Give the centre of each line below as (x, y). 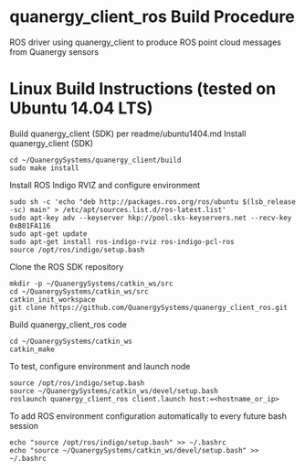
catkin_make (32, 349)
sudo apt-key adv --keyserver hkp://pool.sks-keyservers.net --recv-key (151, 218)
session (24, 425)
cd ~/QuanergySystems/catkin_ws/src (79, 291)
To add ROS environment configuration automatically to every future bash (148, 416)
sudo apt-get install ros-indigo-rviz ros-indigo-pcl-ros (122, 241)
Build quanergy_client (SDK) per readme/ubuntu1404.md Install (128, 134)
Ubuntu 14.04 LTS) (81, 108)
